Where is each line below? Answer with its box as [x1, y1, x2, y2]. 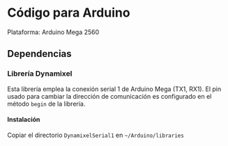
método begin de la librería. [7, 99, 86, 108]
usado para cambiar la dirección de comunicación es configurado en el [7, 92, 212, 100]
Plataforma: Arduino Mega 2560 [7, 28, 100, 36]
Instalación [7, 115, 40, 124]
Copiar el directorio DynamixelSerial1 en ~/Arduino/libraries [7, 131, 185, 139]
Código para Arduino [7, 5, 130, 21]
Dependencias [7, 48, 72, 60]
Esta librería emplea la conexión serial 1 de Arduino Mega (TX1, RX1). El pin [7, 85, 222, 93]
